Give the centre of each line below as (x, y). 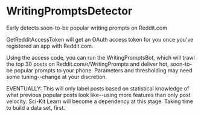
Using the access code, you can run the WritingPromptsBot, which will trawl (101, 57)
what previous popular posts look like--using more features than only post (99, 95)
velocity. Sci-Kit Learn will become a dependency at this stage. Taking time (100, 101)
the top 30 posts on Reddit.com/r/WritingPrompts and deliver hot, (88, 64)
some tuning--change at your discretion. (57, 77)
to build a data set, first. (36, 107)
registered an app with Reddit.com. (50, 46)
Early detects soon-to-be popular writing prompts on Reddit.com (87, 28)
